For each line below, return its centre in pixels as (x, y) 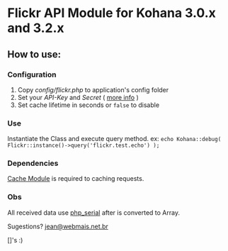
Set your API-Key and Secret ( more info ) (78, 97)
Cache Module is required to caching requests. (76, 179)
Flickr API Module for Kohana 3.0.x (112, 13)
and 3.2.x (36, 28)
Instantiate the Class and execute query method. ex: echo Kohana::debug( (114, 139)
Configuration (32, 74)
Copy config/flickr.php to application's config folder (93, 89)
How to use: (34, 54)
